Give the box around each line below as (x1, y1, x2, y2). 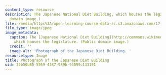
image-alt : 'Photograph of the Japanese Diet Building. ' (9, 48, 132, 53)
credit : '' (9, 44, 32, 49)
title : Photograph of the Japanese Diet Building (5, 58, 110, 63)
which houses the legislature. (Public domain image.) (14, 39, 129, 44)
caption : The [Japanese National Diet (9, 35, 90, 40)
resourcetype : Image (5, 53, 48, 58)
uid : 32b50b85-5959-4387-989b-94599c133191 (5, 62, 96, 67)
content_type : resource (5, 7, 54, 12)
